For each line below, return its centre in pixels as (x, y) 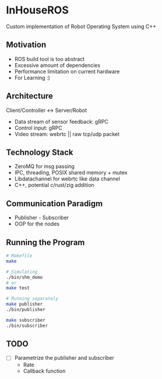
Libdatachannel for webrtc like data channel (67, 179)
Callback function (44, 371)
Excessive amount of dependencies (57, 65)
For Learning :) (32, 77)
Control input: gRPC (38, 128)
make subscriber (26, 320)
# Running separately (32, 299)
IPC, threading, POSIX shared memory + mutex (71, 173)
